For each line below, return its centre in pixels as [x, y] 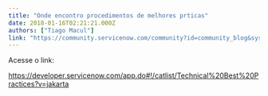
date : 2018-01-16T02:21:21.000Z [62, 23]
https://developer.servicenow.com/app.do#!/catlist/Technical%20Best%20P [134, 75]
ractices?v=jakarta [39, 84]
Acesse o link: [31, 60]
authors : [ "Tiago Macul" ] [51, 30]
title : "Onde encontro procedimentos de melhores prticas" [108, 15]
